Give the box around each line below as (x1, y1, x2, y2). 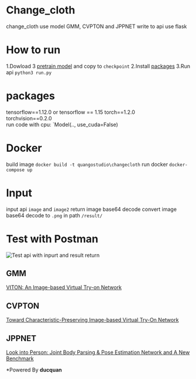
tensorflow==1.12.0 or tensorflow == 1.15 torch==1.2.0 (6, 109, 136, 116)
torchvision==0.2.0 (6, 114, 52, 121)
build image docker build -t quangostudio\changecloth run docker (6, 161, 169, 168)
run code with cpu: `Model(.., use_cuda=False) (6, 121, 118, 128)
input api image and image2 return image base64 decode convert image (6, 206, 177, 213)
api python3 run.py (6, 68, 51, 76)
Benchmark (6, 355, 34, 362)
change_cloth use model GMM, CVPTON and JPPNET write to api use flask (6, 23, 187, 30)
